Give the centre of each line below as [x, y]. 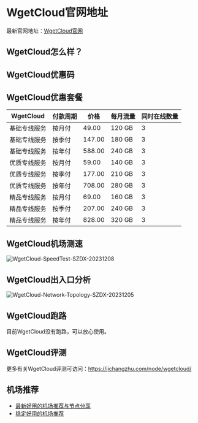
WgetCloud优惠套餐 [44, 98]
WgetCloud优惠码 [40, 74]
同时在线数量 [160, 116]
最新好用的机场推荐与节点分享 [53, 406]
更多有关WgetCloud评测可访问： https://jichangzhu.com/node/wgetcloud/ [99, 368]
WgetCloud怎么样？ [44, 52]
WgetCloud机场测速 [44, 244]
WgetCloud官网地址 [57, 13]
